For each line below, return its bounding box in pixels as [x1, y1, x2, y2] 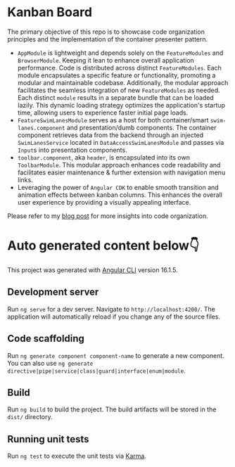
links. [17, 175, 33, 184]
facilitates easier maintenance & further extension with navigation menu [17, 168, 226, 177]
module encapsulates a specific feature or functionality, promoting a [17, 71, 216, 79]
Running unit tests [7, 433, 89, 445]
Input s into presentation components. [17, 146, 128, 154]
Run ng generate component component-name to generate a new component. [7, 351, 225, 359]
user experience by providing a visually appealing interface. [17, 198, 191, 206]
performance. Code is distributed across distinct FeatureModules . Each [17, 63, 222, 72]
